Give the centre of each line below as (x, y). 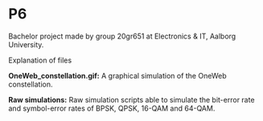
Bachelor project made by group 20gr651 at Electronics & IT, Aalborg (122, 36)
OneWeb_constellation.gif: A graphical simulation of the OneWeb (117, 75)
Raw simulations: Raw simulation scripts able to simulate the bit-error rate (131, 99)
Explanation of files (40, 60)
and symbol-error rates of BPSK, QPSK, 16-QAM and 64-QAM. (112, 108)
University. (26, 44)
